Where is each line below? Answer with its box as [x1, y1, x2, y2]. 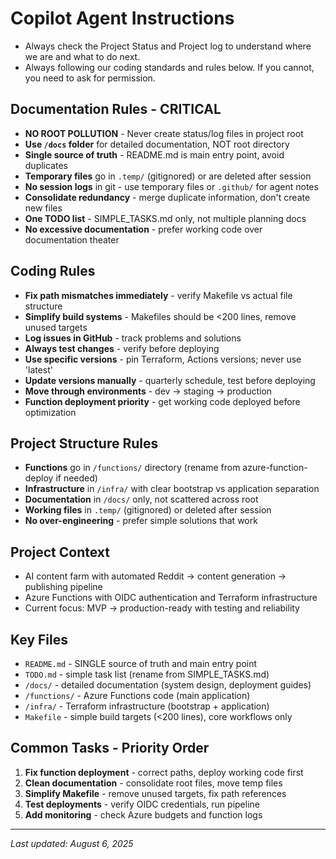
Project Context [10, 543, 110, 561]
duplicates [24, 159, 68, 171]
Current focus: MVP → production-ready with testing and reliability [24, 602, 300, 614]
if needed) [55, 472, 98, 484]
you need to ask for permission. [24, 72, 156, 84]
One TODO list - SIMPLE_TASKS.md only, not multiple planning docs [24, 212, 307, 224]
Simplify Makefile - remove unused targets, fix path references [24, 787, 287, 799]
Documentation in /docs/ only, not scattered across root [24, 493, 259, 506]
